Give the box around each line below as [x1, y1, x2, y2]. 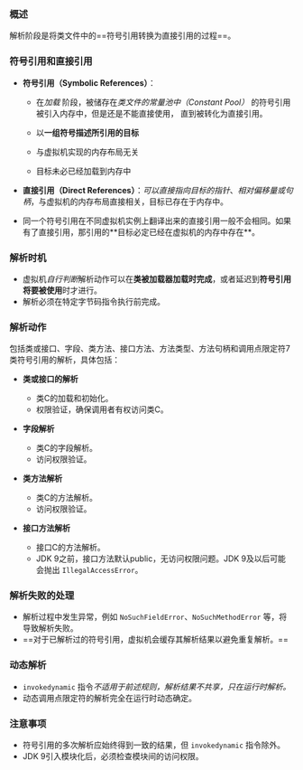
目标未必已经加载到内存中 [35, 165, 132, 176]
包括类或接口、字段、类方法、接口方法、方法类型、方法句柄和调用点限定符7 [9, 343, 290, 354]
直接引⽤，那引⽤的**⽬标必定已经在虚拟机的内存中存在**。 [38, 226, 260, 237]
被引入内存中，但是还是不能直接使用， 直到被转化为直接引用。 [35, 108, 268, 118]
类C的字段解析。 [35, 443, 97, 454]
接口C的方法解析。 [35, 542, 106, 553]
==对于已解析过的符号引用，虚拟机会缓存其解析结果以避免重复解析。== [22, 634, 289, 645]
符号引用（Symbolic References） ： [22, 77, 156, 88]
